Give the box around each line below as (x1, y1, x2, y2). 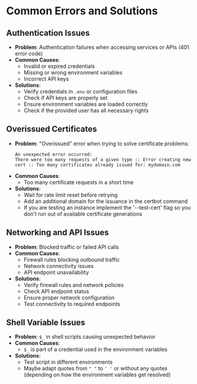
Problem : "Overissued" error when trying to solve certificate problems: (14, 140, 189, 147)
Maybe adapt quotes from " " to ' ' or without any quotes (23, 365, 168, 372)
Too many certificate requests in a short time (23, 179, 134, 186)
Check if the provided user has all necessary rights (23, 107, 149, 114)
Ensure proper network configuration (23, 294, 115, 301)
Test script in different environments (23, 358, 113, 366)
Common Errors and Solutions (6, 4, 158, 18)
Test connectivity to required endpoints (23, 300, 120, 307)
